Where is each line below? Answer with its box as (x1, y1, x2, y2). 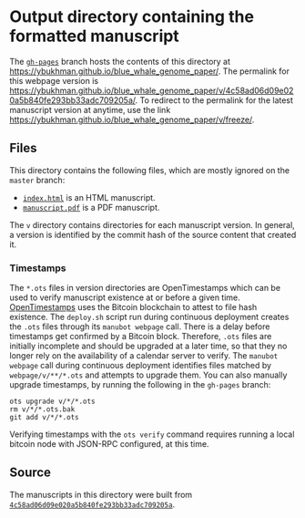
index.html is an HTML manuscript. (22, 192, 157, 202)
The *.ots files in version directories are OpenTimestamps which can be (9, 283, 280, 294)
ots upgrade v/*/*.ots (9, 397, 96, 407)
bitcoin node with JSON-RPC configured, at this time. (9, 439, 209, 450)
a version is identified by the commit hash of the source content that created (9, 229, 297, 240)
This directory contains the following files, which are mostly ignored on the (9, 164, 290, 175)
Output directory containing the (9, 6, 255, 27)
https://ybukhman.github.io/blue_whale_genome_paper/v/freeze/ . (9, 114, 255, 125)
